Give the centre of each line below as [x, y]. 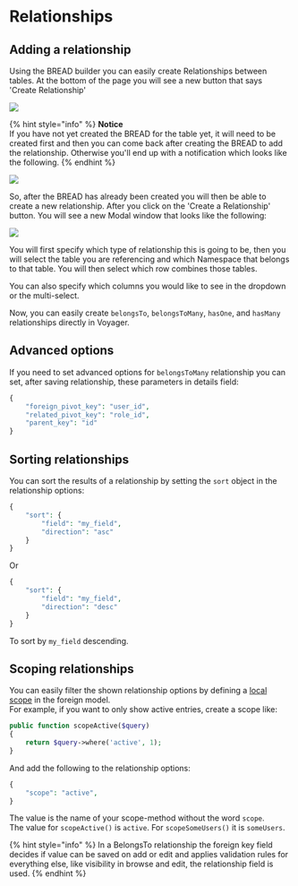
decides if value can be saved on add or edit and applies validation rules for [149, 855]
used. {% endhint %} [48, 873]
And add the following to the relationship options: [100, 768]
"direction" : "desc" [80, 606]
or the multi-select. [44, 296]
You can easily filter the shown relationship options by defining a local [138, 691]
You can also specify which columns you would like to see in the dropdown [148, 286]
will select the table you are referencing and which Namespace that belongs [149, 259]
